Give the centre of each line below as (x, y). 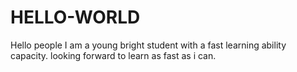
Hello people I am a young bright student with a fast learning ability (148, 45)
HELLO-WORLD (75, 17)
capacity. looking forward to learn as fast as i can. (113, 55)
